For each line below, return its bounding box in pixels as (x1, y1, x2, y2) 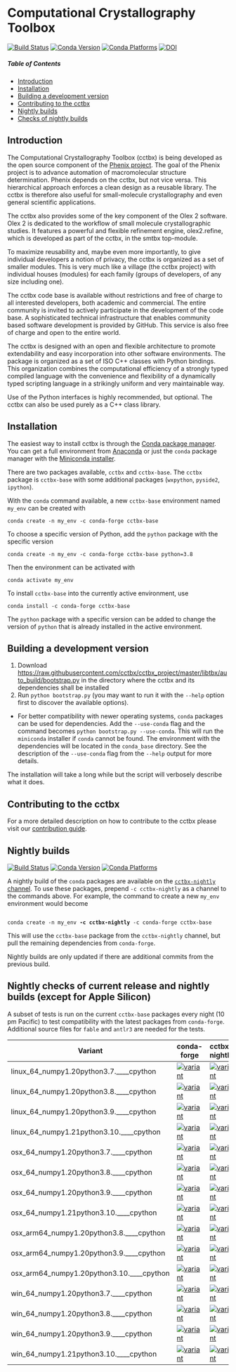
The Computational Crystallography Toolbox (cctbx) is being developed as (7, 153, 223, 161)
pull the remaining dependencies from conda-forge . (7, 939, 156, 947)
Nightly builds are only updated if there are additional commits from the (7, 952, 214, 961)
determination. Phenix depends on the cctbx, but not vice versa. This (7, 176, 207, 184)
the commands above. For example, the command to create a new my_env (7, 892, 220, 900)
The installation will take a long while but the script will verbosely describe (7, 770, 223, 779)
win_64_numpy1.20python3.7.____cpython (11, 1288, 152, 1298)
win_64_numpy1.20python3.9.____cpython (11, 1328, 152, 1338)
